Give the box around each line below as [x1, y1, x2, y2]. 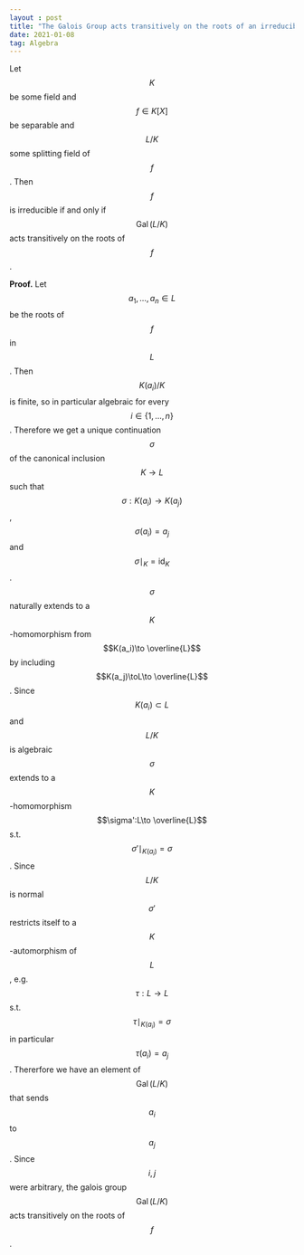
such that [9, 480, 45, 491]
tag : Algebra [9, 38, 59, 48]
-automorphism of [9, 946, 77, 956]
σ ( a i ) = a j [134, 526, 170, 538]
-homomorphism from [9, 629, 92, 640]
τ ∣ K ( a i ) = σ [132, 1016, 172, 1031]
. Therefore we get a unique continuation [9, 424, 161, 435]
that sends [9, 1092, 50, 1104]
